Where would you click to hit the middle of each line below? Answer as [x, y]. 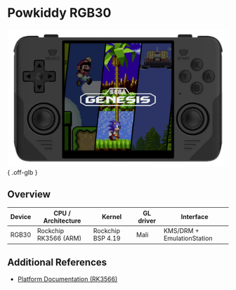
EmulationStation [188, 238]
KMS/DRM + [182, 231]
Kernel [112, 217]
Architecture [62, 220]
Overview [29, 194]
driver [147, 220]
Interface [195, 217]
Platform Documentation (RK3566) [67, 279]
